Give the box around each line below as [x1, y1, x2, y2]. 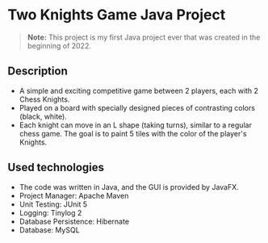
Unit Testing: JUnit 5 [19, 199, 88, 209]
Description [7, 65, 68, 78]
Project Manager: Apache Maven [19, 191, 129, 200]
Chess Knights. [19, 94, 70, 104]
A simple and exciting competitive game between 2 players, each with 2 [19, 86, 259, 95]
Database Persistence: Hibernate [19, 216, 130, 226]
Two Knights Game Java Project [7, 6, 226, 24]
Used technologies [7, 161, 105, 174]
